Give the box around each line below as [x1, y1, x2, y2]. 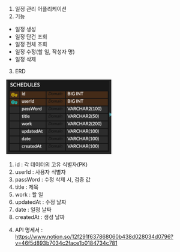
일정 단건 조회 [14, 33, 47, 40]
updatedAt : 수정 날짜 [14, 198, 67, 206]
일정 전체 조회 [14, 41, 47, 48]
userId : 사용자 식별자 [14, 168, 66, 176]
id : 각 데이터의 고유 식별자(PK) [14, 161, 88, 168]
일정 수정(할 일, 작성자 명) [14, 48, 75, 55]
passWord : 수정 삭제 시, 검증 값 [14, 176, 91, 183]
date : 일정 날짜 [14, 206, 52, 213]
